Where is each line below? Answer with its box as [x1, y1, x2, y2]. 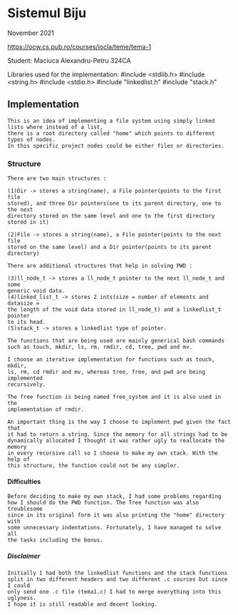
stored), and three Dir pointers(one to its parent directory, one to [7, 200, 222, 208]
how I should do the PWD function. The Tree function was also [7, 499, 200, 507]
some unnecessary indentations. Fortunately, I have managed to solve [7, 524, 222, 532]
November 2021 [7, 29, 55, 37]
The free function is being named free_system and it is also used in [7, 394, 222, 401]
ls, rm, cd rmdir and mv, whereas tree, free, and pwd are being [7, 369, 205, 376]
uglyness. [7, 594, 37, 602]
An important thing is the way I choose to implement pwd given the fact [7, 419, 232, 426]
